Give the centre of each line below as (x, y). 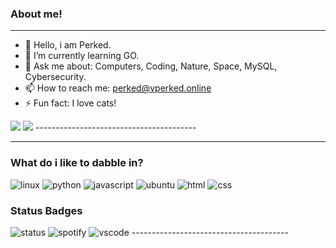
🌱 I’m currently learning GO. (82, 56)
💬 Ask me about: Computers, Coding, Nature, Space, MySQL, (151, 66)
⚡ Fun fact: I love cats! (70, 103)
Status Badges (46, 210)
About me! (36, 14)
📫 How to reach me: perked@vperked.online (118, 88)
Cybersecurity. (55, 77)
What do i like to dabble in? (77, 163)
